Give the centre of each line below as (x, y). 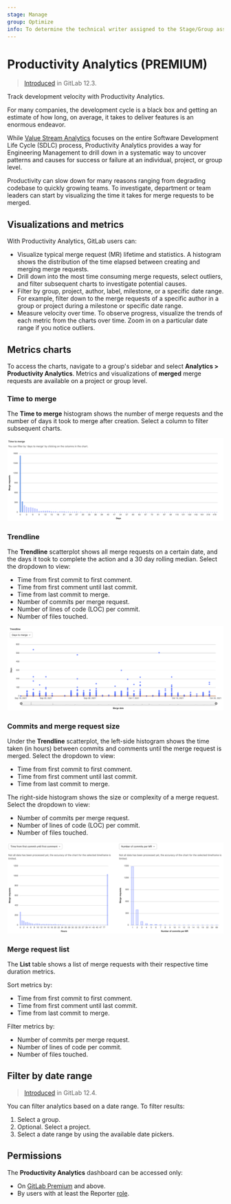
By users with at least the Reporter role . (73, 1193)
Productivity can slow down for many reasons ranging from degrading (107, 181)
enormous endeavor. (36, 125)
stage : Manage (27, 14)
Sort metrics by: (30, 985)
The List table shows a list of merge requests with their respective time (108, 964)
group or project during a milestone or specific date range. (100, 306)
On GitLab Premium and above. (61, 1186)
